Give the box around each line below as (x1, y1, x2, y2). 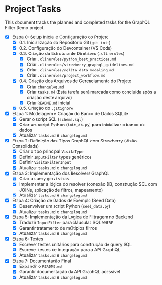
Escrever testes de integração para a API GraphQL (19, 247, 121, 253)
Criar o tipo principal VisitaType (19, 148, 84, 154)
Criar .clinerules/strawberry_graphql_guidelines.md (26, 62, 134, 68)
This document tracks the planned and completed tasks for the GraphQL (5, 19, 151, 25)
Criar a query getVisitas (19, 176, 69, 182)
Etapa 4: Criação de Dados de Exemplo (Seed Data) (12, 197, 116, 203)
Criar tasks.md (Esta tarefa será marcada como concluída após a (26, 89, 156, 95)
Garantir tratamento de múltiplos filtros (19, 225, 97, 231)
